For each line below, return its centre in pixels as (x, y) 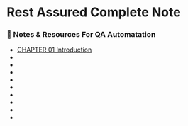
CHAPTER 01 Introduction (54, 50)
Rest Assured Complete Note (94, 12)
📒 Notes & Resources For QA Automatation (81, 35)
